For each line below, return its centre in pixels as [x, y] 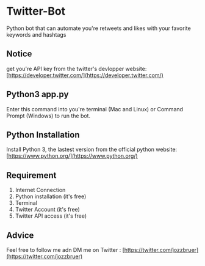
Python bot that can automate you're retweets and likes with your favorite [99, 28]
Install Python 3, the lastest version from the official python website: [92, 150]
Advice [20, 235]
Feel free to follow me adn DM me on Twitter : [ [66, 250]
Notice [19, 54]
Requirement [31, 175]
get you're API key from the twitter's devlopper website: [77, 68]
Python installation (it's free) [51, 196]
